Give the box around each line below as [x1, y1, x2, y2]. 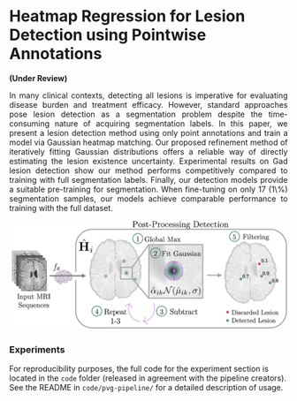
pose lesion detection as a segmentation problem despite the [9, 109, 263, 119]
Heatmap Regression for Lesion [9, 6, 246, 26]
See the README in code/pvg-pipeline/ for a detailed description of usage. [9, 382, 284, 393]
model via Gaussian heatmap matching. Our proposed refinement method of [9, 137, 288, 148]
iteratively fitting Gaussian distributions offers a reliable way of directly [9, 146, 288, 156]
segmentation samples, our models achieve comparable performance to [9, 193, 288, 204]
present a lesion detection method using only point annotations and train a [9, 127, 288, 138]
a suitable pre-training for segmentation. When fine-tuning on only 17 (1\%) [9, 184, 288, 194]
